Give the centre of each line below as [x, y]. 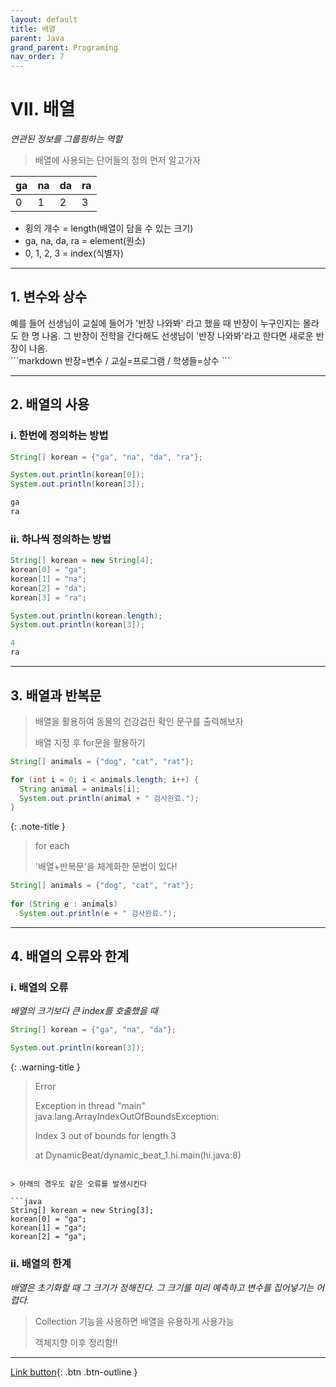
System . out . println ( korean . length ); [86, 616]
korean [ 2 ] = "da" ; [48, 588]
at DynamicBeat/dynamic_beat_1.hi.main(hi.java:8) [138, 1155]
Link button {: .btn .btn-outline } [74, 1372]
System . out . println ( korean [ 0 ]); [77, 475]
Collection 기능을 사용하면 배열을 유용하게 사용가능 [134, 1321]
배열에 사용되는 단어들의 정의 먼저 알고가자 [118, 160]
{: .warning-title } [45, 1067]
